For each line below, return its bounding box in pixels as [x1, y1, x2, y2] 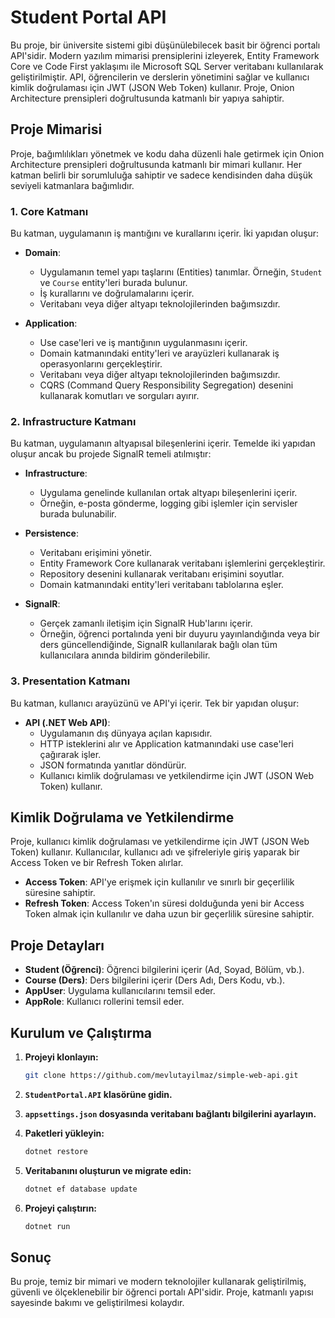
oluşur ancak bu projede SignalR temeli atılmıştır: [10, 448, 212, 460]
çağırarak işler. [39, 748, 102, 760]
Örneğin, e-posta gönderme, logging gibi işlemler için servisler [39, 497, 298, 510]
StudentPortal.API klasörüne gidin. [24, 1088, 173, 1100]
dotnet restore [24, 1146, 89, 1156]
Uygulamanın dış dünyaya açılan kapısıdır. [39, 727, 213, 739]
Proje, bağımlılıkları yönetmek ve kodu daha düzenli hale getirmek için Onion [10, 147, 325, 160]
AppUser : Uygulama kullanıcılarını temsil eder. [24, 985, 216, 997]
